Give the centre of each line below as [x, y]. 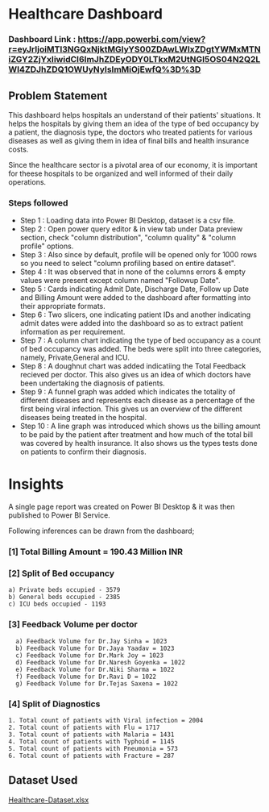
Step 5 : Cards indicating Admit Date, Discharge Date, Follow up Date [134, 289]
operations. [27, 181]
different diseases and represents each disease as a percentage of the [137, 401]
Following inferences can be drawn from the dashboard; [101, 531]
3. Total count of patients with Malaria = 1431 [91, 735]
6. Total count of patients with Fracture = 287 [91, 756]
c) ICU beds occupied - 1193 [57, 604]
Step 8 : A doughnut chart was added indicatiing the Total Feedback [133, 366]
